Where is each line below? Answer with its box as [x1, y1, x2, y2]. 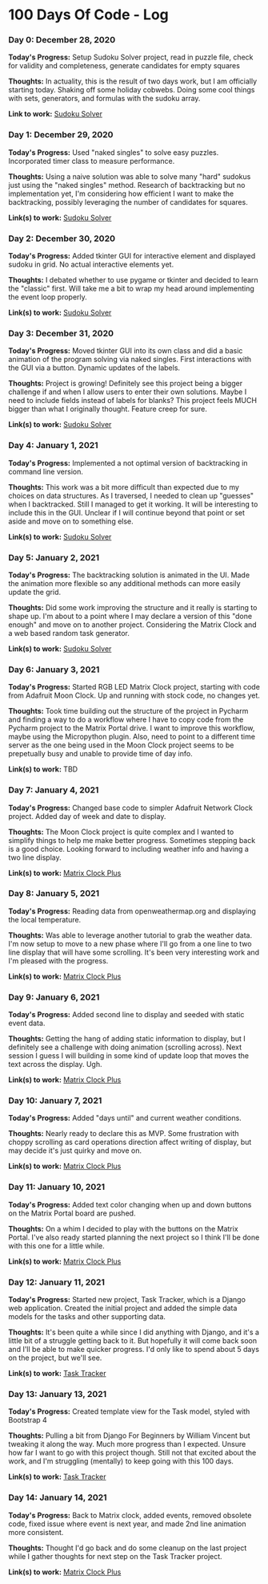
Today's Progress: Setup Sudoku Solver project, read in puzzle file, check [8, 52, 254, 62]
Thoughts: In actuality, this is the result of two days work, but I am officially [8, 76, 258, 86]
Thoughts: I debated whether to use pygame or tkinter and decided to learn [8, 275, 258, 285]
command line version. [8, 466, 84, 476]
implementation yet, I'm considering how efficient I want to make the [8, 189, 234, 198]
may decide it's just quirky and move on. [8, 1146, 142, 1155]
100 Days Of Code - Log [8, 6, 170, 24]
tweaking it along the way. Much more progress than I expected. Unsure [8, 1439, 246, 1449]
